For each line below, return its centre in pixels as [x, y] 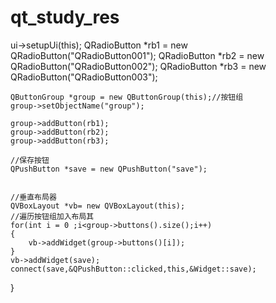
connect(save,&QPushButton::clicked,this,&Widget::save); [133, 269]
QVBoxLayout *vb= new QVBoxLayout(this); [98, 206]
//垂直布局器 [33, 197]
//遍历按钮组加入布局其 [52, 216]
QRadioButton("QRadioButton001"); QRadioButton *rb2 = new [137, 55]
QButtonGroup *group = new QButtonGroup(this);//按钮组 [127, 97]
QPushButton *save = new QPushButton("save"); [109, 169]
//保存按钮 [30, 160]
